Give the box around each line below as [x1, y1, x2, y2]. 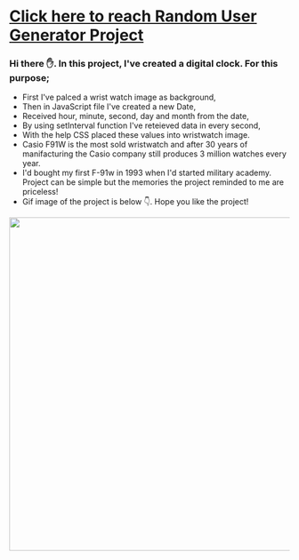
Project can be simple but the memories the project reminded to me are [21, 177, 285, 188]
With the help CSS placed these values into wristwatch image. [21, 130, 251, 140]
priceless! [21, 187, 59, 197]
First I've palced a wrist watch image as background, [21, 92, 216, 103]
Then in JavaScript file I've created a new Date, [21, 101, 197, 112]
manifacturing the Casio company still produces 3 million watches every [21, 148, 287, 159]
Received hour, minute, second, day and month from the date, [21, 111, 249, 122]
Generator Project [9, 25, 144, 45]
